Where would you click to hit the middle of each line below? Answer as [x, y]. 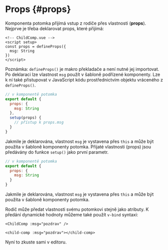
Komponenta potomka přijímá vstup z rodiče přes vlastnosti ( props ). [76, 23]
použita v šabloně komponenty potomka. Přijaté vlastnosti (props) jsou [78, 146]
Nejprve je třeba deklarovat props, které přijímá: [55, 28]
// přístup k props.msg [39, 122]
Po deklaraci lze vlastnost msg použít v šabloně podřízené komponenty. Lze [83, 74]
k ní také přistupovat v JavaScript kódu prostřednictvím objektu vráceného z [84, 79]
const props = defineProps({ [36, 46]
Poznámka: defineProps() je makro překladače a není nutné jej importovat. [82, 69]
